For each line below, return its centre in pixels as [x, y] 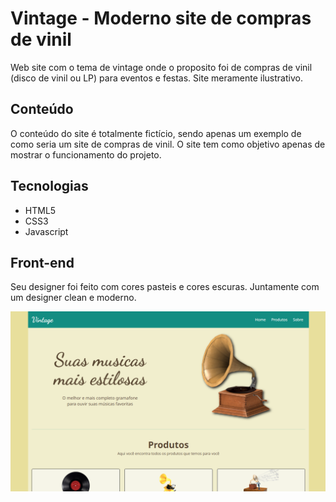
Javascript [46, 231]
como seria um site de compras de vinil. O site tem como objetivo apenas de [168, 144]
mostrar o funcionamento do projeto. [86, 154]
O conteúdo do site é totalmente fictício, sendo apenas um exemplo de [156, 133]
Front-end [42, 262]
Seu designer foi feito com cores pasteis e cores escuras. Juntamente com [165, 287]
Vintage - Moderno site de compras [161, 18]
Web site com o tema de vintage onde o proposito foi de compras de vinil [161, 67]
